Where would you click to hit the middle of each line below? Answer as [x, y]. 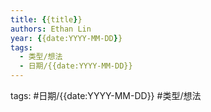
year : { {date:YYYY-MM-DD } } [66, 38]
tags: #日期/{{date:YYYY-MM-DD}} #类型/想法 [106, 95]
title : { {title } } [46, 19]
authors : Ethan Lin [51, 29]
